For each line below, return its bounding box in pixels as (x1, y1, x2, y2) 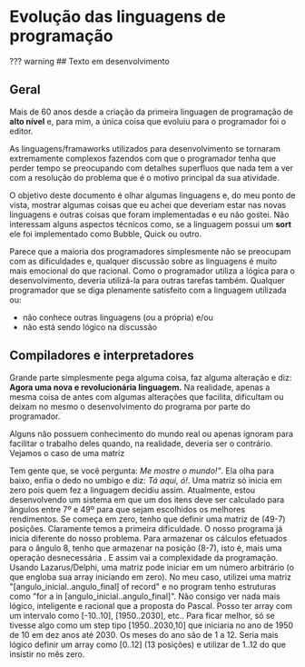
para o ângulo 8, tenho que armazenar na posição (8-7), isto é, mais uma (9, 543, 282, 553)
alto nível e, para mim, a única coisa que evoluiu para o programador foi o (9, 115, 287, 126)
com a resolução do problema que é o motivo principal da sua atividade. (9, 172, 280, 183)
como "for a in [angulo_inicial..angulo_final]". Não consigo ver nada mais (9, 591, 280, 602)
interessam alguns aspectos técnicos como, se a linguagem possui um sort (9, 218, 292, 229)
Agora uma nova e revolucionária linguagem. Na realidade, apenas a (9, 382, 271, 393)
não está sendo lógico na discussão (22, 321, 157, 333)
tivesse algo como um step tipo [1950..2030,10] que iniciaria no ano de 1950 (9, 620, 293, 631)
